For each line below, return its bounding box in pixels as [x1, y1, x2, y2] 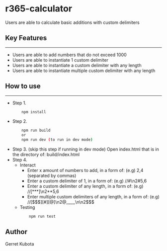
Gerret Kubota [5, 241, 34, 247]
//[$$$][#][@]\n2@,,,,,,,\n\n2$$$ [27, 199, 94, 205]
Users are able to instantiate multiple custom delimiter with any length [12, 68, 156, 74]
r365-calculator [5, 3, 73, 14]
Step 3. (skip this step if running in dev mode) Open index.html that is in [12, 146, 159, 152]
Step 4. [12, 157, 27, 163]
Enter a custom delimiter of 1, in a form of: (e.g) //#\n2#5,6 [27, 178, 147, 184]
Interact [19, 162, 36, 168]
